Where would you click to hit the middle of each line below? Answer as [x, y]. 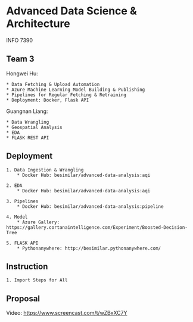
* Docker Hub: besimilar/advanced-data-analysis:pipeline [90, 206]
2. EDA [14, 185]
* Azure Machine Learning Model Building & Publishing [76, 90]
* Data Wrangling [28, 122]
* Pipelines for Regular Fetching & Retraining [66, 95]
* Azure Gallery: [38, 222]
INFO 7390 [20, 40]
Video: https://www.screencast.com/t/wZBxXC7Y [67, 313]
